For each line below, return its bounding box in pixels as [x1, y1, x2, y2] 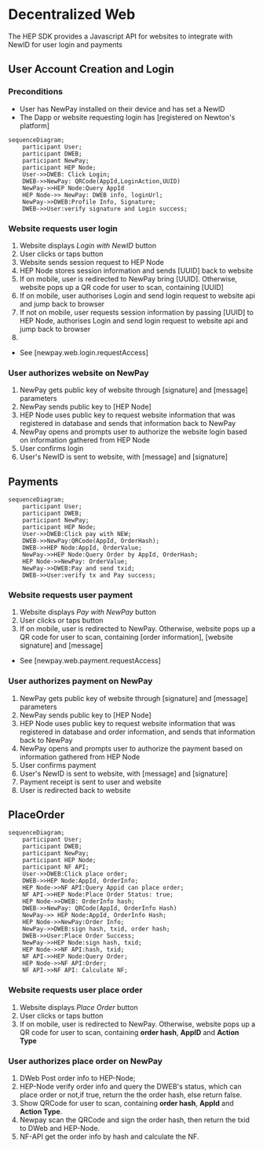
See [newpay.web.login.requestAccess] [19, 347, 149, 357]
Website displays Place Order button [19, 1002, 139, 1011]
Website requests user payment [8, 589, 133, 600]
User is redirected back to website [19, 785, 131, 795]
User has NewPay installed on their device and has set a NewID [19, 104, 225, 113]
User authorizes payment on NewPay [8, 676, 153, 687]
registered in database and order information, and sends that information [19, 727, 256, 736]
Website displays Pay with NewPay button [19, 608, 157, 617]
